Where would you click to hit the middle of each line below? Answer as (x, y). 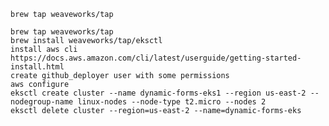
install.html (37, 67)
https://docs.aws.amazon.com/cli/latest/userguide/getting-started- (156, 58)
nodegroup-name (42, 102)
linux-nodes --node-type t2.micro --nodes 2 (172, 102)
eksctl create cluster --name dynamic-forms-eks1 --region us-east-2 (158, 93)
